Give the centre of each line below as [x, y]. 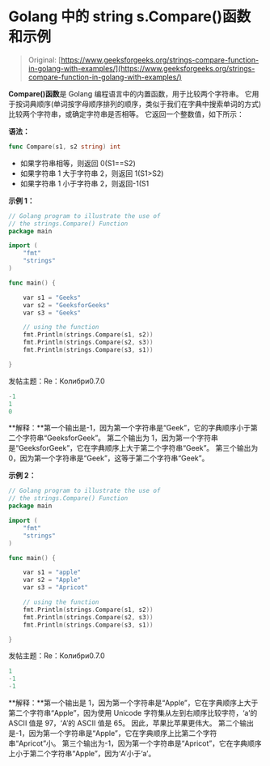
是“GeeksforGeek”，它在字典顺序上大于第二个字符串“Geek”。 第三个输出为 [133, 448]
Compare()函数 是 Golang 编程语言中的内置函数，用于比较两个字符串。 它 [130, 93]
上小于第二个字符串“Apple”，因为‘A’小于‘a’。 [82, 754]
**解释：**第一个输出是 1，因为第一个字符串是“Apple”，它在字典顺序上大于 [133, 703]
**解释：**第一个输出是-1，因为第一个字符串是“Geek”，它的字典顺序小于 [129, 428]
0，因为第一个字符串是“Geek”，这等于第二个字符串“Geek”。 [109, 458]
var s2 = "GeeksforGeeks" [67, 305]
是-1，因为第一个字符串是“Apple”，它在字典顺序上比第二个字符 [113, 734]
